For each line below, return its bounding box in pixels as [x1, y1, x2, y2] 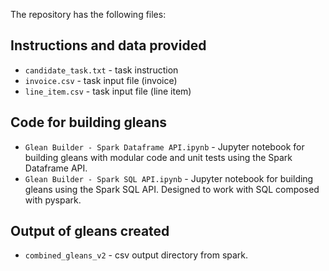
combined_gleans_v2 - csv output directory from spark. [24, 249, 249, 261]
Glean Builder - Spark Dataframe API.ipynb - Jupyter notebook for [24, 140, 305, 153]
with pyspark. [24, 194, 82, 206]
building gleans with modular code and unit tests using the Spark [24, 151, 293, 163]
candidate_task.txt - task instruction [24, 64, 179, 76]
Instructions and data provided [10, 37, 207, 54]
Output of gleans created [10, 223, 170, 240]
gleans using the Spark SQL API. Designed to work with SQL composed [24, 183, 320, 195]
